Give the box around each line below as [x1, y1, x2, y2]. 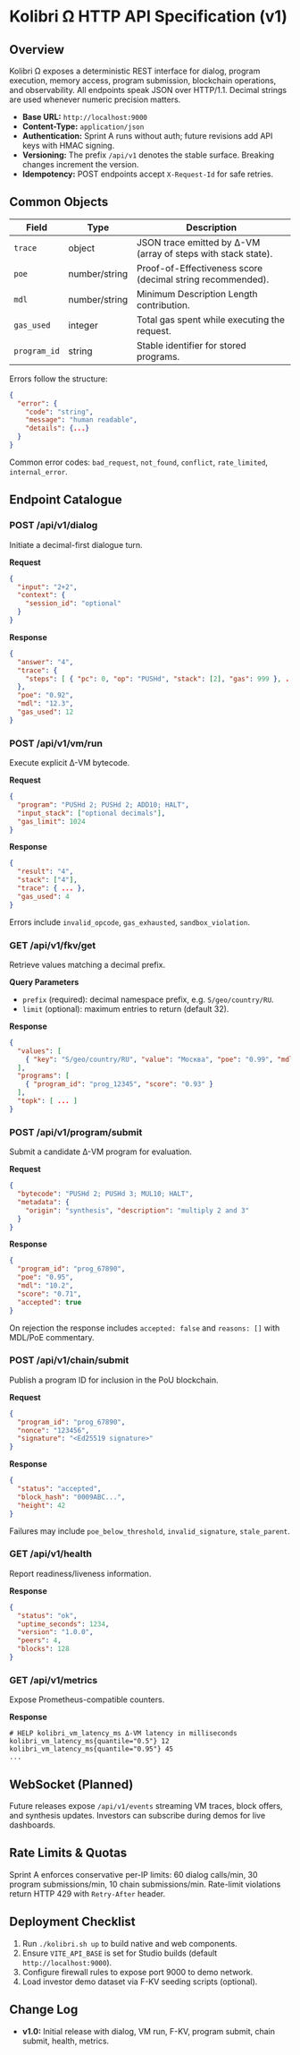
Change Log [9, 2002, 79, 2017]
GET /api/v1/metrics [9, 1674, 98, 1686]
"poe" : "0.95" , [17, 1273, 74, 1282]
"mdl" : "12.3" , [17, 699, 74, 708]
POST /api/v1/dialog [9, 519, 98, 532]
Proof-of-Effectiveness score [137, 261, 263, 274]
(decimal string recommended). [137, 273, 270, 286]
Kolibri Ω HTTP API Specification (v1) [9, 6, 288, 27]
